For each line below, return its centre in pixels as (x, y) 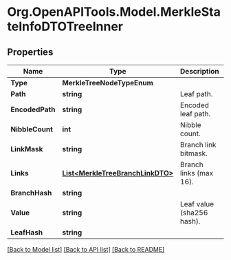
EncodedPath (33, 109)
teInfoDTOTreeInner (65, 26)
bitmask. (194, 153)
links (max (197, 173)
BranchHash (31, 193)
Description (199, 71)
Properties (30, 52)
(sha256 (194, 213)
